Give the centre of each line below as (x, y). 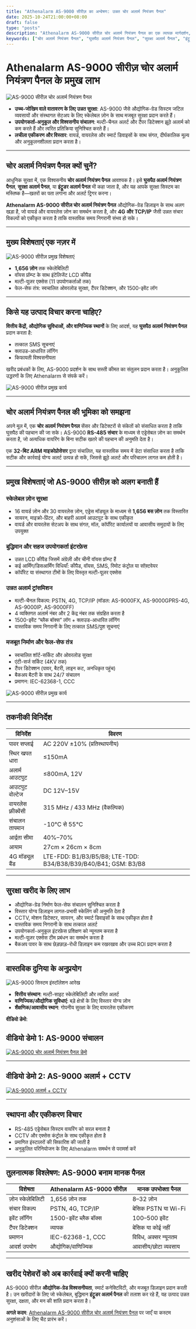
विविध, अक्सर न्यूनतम (155, 1237)
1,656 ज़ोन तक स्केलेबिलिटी (41, 268)
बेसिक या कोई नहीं (151, 1228)
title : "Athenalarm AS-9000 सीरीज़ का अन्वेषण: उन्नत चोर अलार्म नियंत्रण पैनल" (86, 11)
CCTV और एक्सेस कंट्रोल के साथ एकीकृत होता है (60, 1135)
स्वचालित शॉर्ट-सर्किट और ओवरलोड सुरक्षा (53, 655)
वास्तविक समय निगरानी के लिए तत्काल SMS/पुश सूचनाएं (67, 626)
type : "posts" (23, 28)
